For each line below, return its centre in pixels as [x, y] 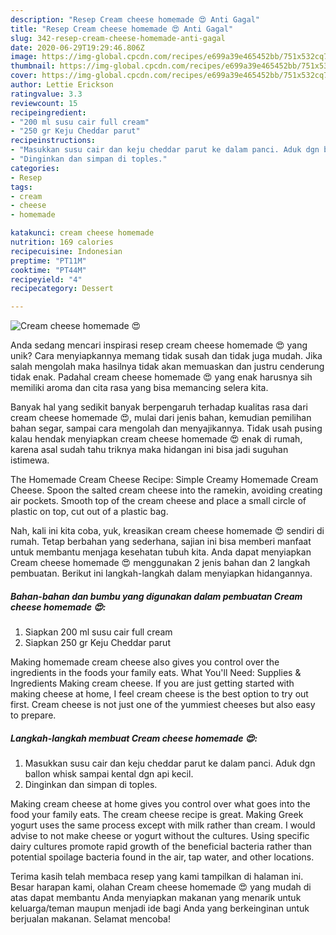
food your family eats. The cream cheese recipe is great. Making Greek [157, 815]
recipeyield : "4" [46, 279]
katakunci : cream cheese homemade [82, 233]
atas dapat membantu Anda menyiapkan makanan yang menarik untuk [156, 898]
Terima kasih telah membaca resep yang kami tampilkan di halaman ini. [157, 877]
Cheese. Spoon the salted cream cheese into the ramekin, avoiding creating [166, 490]
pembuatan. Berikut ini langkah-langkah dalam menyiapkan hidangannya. [161, 573]
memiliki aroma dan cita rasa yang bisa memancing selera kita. [139, 388]
